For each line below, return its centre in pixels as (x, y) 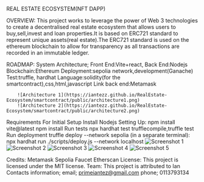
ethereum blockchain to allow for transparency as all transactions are (93, 46)
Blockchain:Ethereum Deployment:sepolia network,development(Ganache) (100, 71)
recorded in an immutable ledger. (48, 53)
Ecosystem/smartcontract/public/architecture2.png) (73, 111)
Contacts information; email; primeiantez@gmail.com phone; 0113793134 (98, 173)
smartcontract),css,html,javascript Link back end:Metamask (81, 84)
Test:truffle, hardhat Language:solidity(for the (63, 77)
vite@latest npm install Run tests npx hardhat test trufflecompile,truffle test (100, 129)
